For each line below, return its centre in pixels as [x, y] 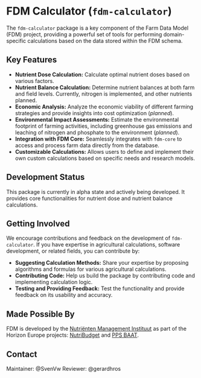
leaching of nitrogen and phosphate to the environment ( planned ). [97, 132]
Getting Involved [38, 223]
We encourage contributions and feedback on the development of [88, 238]
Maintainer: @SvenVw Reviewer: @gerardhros [64, 369]
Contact [22, 354]
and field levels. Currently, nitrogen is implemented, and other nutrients [104, 94]
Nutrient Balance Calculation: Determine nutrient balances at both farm [105, 87]
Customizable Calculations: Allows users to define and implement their [104, 151]
